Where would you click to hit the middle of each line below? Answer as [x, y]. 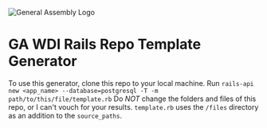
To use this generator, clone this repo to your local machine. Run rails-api [131, 83]
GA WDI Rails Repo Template [105, 45]
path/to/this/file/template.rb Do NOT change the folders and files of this [132, 99]
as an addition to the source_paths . [65, 115]
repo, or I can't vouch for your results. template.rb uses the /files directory [133, 107]
